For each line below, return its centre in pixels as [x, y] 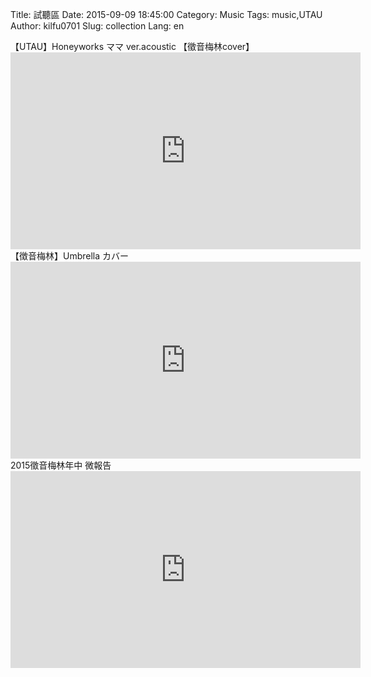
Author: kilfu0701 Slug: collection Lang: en [97, 26]
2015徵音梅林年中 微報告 [61, 465]
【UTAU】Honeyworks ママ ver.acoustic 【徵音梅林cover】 [132, 46]
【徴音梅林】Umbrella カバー [70, 256]
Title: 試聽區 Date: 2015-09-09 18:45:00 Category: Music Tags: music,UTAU [166, 14]
